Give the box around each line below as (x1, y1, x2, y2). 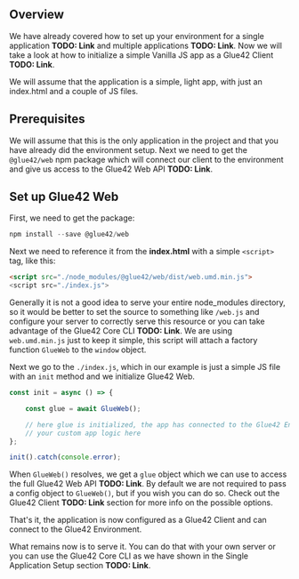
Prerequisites (9, 111, 85, 127)
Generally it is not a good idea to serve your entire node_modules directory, (9, 297, 287, 308)
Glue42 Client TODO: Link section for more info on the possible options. (9, 497, 273, 508)
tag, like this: (9, 255, 56, 266)
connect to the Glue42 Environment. (9, 524, 142, 535)
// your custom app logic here (25, 429, 141, 438)
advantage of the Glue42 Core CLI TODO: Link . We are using (9, 326, 233, 336)
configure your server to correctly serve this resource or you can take (9, 316, 265, 327)
